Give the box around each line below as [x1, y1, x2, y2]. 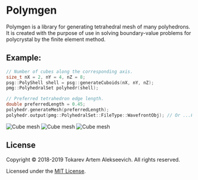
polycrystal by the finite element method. [6, 36, 106, 43]
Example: [6, 53, 41, 63]
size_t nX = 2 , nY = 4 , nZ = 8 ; [6, 74, 85, 80]
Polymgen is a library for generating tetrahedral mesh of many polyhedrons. [6, 23, 190, 30]
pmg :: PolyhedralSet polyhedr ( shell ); [6, 85, 99, 91]
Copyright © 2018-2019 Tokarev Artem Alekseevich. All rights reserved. [6, 156, 180, 163]
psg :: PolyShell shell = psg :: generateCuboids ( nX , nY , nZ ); [6, 79, 154, 86]
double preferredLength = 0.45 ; [6, 101, 85, 107]
